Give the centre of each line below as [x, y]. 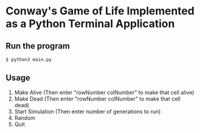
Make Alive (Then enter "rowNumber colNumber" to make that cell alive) [104, 92]
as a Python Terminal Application [90, 24]
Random [25, 117]
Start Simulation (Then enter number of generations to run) [87, 111]
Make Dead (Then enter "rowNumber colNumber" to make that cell [97, 99]
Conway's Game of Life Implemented [100, 11]
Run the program [38, 46]
